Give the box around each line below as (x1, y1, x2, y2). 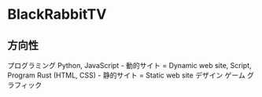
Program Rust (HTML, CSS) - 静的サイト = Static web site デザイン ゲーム (7, 70, 245, 80)
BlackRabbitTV (7, 5, 107, 23)
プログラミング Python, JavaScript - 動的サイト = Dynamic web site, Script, (7, 61, 253, 70)
